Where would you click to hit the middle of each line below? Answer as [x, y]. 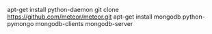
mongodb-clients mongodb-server [84, 24]
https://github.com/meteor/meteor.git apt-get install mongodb [94, 17]
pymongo [21, 24]
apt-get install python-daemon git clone [63, 10]
